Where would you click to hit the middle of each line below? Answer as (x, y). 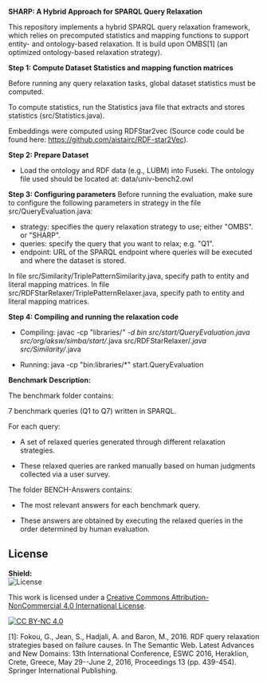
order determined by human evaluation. (84, 529)
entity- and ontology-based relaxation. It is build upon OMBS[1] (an (118, 44)
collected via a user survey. (65, 474)
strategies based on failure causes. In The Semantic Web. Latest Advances (132, 645)
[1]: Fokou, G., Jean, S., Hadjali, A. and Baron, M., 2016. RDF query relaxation (134, 636)
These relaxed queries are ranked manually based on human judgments (137, 466)
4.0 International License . (105, 606)
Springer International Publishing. (63, 670)
